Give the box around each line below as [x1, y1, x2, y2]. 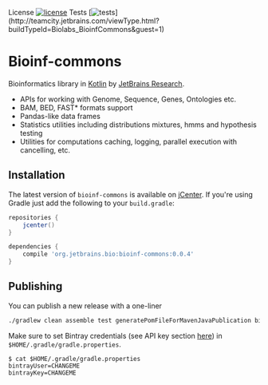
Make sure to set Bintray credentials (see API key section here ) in [8, 331, 223, 340]
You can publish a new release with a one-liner [8, 300, 162, 311]
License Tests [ [8, 8, 92, 17]
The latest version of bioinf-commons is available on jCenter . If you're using [8, 189, 254, 199]
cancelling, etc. [19, 145, 70, 155]
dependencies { [8, 243, 59, 251]
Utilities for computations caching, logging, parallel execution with [19, 137, 238, 146]
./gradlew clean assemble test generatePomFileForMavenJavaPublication [8, 316, 251, 324]
